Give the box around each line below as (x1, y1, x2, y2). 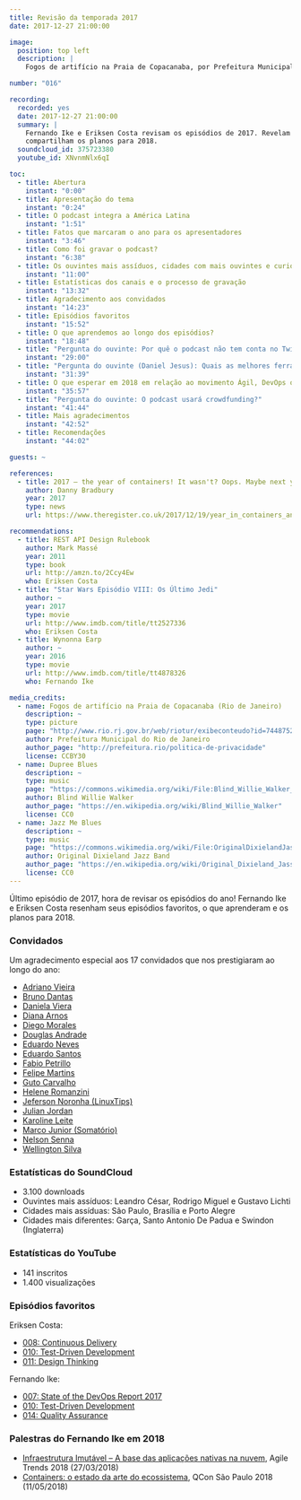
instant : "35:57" (25, 387, 90, 396)
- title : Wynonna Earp (17, 635, 102, 644)
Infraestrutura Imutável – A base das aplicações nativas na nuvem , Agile (21, 1452, 288, 1463)
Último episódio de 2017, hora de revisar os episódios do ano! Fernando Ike (9, 893, 287, 903)
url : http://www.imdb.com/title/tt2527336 (25, 618, 186, 628)
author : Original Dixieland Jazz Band (25, 851, 170, 861)
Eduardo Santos (21, 1049, 82, 1060)
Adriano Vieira (21, 981, 76, 992)
